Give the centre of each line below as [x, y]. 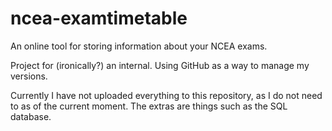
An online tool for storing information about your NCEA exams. [139, 46]
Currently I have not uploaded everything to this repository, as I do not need [166, 95]
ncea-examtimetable [99, 18]
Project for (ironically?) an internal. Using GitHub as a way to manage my [160, 65]
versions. [29, 76]
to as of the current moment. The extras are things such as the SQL [149, 106]
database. [31, 116]
